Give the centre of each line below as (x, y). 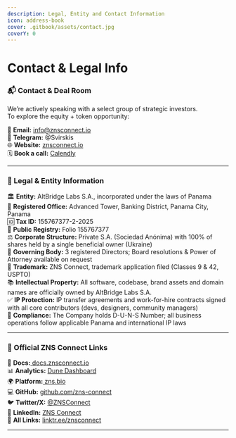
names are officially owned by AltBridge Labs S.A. (80, 292)
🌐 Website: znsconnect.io (45, 144)
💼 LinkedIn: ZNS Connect (44, 413)
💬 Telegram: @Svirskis (40, 137)
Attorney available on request (50, 259)
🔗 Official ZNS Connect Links (58, 347)
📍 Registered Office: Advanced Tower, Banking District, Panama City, (108, 207)
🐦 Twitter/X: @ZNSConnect (49, 403)
